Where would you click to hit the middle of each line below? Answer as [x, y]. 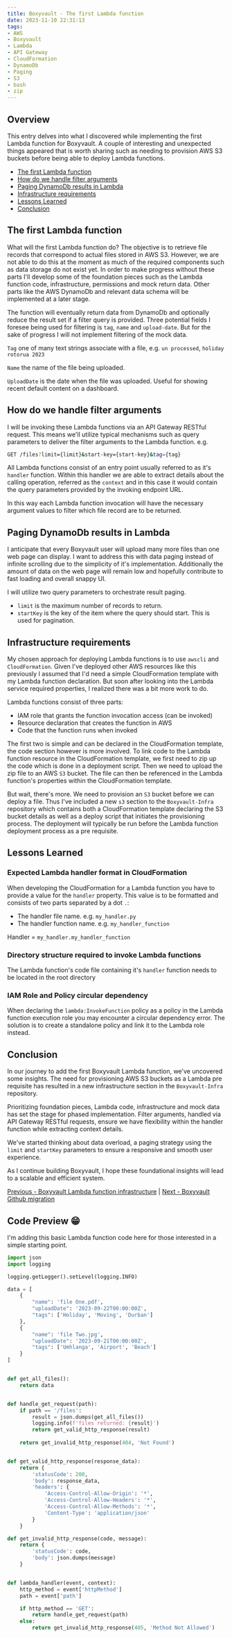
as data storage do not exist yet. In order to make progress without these [111, 269]
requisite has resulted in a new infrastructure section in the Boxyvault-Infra [115, 1086]
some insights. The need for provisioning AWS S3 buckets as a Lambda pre [115, 1079]
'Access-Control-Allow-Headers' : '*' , [100, 1500]
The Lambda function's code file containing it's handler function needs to [112, 970]
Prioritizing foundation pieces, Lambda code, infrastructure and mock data [114, 1107]
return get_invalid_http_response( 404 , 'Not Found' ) [97, 1443]
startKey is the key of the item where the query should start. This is [113, 613]
